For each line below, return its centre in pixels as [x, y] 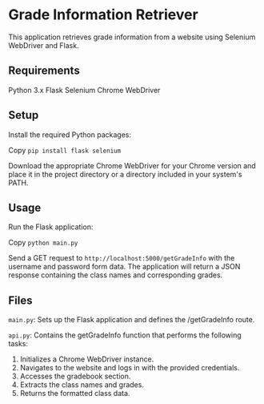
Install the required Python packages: [70, 135]
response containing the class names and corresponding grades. [116, 275]
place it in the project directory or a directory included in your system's [125, 174]
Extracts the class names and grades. [82, 385]
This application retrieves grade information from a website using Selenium [132, 37]
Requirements [44, 71]
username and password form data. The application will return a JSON [124, 267]
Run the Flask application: [51, 227]
